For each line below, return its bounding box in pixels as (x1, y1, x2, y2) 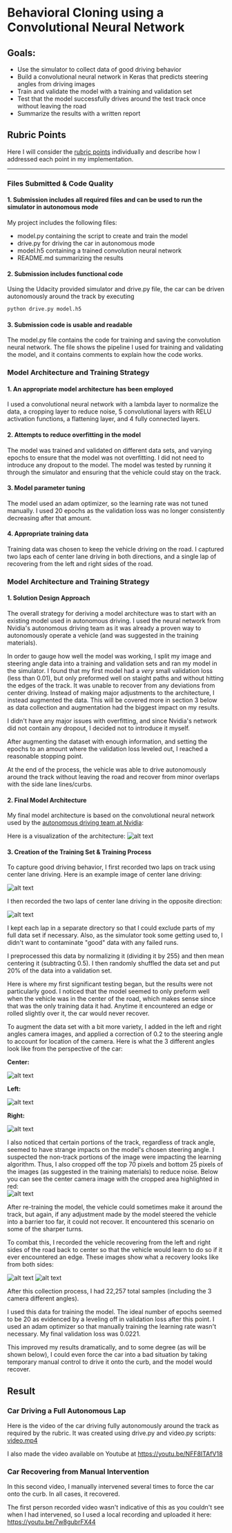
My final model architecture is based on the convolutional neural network (7, 811, 215, 819)
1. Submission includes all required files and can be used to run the (7, 195, 202, 204)
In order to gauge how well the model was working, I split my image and (7, 652, 212, 661)
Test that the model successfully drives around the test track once (17, 95, 206, 103)
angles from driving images (17, 80, 95, 88)
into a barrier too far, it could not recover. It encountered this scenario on (7, 1218, 215, 1226)
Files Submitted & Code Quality (7, 178, 114, 188)
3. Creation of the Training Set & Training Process (7, 848, 152, 856)
